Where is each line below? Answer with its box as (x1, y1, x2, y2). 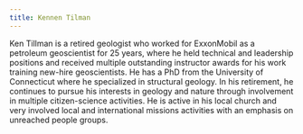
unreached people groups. (9, 114, 109, 125)
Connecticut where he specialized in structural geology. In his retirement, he (9, 76, 294, 86)
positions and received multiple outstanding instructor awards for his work (9, 57, 287, 67)
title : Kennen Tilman (9, 13, 91, 22)
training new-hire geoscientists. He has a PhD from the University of (9, 67, 264, 77)
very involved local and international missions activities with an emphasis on (9, 104, 294, 115)
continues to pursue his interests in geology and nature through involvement (9, 85, 294, 96)
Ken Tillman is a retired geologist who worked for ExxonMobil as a (9, 38, 255, 49)
